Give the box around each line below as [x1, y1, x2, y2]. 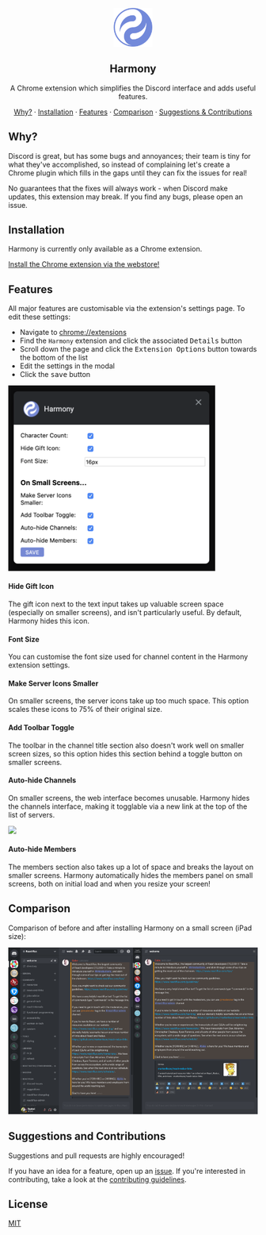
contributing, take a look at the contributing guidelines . [8, 1175, 187, 1184]
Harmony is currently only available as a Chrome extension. [8, 244, 203, 254]
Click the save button [19, 370, 91, 379]
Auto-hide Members [8, 844, 77, 854]
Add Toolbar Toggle [8, 722, 75, 732]
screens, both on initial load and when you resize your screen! [8, 879, 211, 888]
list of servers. [8, 810, 55, 819]
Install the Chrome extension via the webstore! [8, 260, 160, 269]
